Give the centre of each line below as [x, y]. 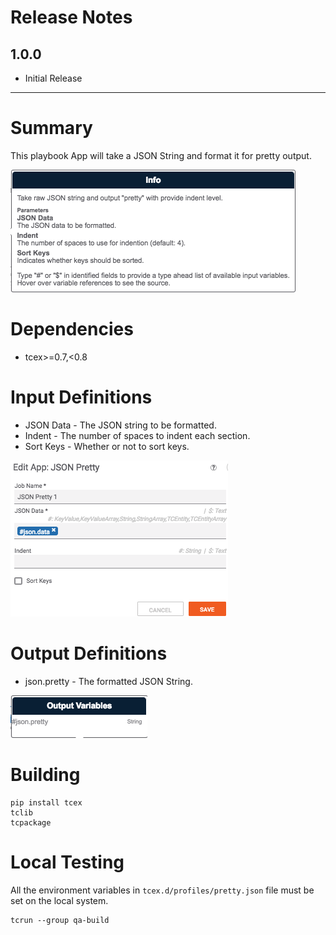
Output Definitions [89, 653]
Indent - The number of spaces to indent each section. [137, 435]
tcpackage [31, 822]
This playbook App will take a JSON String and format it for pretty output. [161, 155]
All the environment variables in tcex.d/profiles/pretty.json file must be [162, 890]
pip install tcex [46, 802]
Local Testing [67, 862]
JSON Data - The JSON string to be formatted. [120, 425]
